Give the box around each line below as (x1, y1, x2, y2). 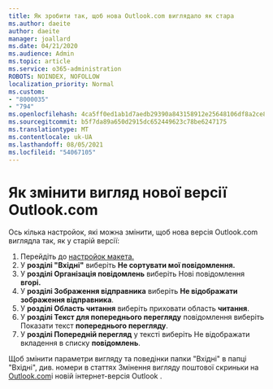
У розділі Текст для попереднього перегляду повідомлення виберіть (19, 313, 265, 322)
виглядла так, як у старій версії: (8, 236, 120, 246)
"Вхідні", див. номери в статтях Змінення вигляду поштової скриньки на (8, 363, 259, 373)
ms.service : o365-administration (8, 65, 122, 73)
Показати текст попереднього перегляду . (19, 321, 168, 330)
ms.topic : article (8, 58, 71, 66)
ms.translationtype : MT (8, 125, 89, 133)
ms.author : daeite (8, 20, 71, 28)
